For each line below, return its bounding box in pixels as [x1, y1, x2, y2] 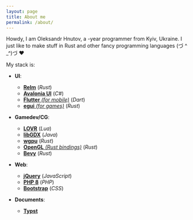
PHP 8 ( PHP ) [23, 179, 54, 186]
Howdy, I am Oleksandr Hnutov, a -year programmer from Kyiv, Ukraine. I [6, 36, 182, 43]
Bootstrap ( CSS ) [23, 185, 64, 192]
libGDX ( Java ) [23, 131, 58, 138]
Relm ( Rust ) [23, 84, 52, 91]
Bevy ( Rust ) [23, 150, 53, 157]
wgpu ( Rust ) [23, 138, 54, 145]
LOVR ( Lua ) [23, 125, 51, 132]
